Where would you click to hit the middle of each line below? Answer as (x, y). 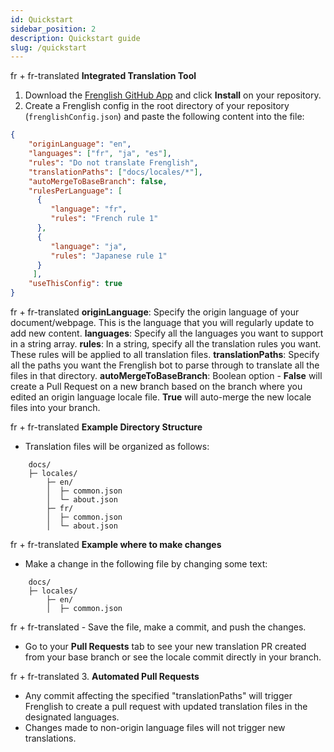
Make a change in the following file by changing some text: (146, 564)
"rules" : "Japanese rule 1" (109, 256)
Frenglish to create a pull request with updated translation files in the (166, 706)
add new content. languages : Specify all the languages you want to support (167, 333)
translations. (50, 738)
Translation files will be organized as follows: (117, 446)
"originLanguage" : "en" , (80, 144)
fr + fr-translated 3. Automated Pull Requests (105, 676)
